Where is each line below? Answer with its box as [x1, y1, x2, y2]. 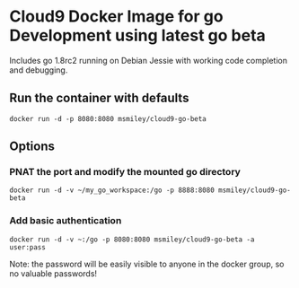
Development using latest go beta [9, 25, 267, 46]
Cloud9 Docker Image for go [9, 6, 224, 27]
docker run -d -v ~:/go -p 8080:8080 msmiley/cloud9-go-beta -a [9, 235, 255, 244]
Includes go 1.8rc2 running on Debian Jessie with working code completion [9, 55, 287, 65]
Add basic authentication [9, 214, 122, 227]
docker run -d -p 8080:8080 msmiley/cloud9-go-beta [9, 114, 207, 123]
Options [9, 139, 56, 154]
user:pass [9, 242, 47, 252]
